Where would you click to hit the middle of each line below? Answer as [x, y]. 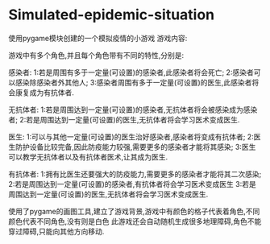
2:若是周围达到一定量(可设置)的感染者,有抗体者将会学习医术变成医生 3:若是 [132, 184]
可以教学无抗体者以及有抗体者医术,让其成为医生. [88, 157]
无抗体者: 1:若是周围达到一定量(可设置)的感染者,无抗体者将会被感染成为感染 [133, 110]
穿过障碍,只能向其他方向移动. [56, 231]
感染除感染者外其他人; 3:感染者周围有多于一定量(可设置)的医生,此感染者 [133, 82]
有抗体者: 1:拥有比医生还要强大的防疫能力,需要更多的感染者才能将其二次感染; [135, 174]
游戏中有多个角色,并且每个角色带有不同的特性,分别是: [96, 55]
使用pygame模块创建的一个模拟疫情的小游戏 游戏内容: [98, 38]
